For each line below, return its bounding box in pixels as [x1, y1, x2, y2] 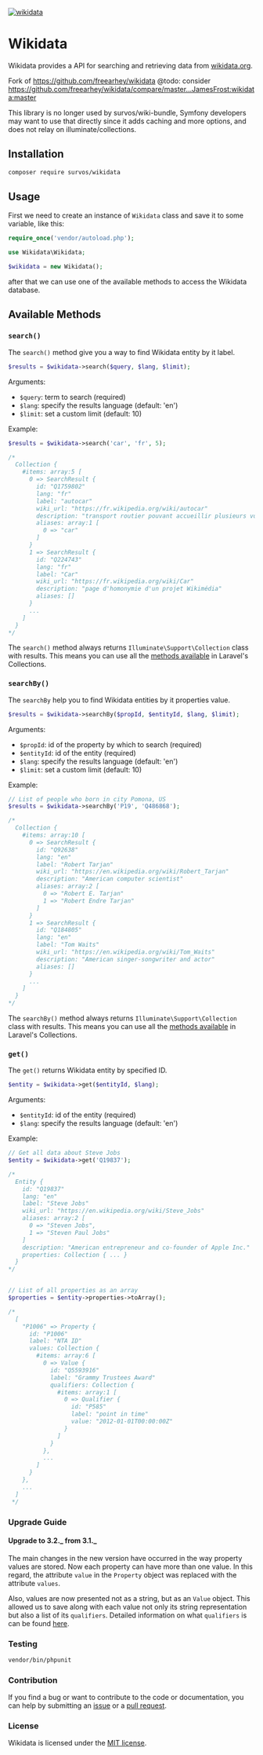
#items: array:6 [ [36, 1352, 96, 1360]
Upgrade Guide [8, 1516, 67, 1527]
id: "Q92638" [36, 845, 79, 854]
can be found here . [8, 1618, 70, 1628]
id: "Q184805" [36, 926, 82, 934]
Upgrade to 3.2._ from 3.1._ [8, 1536, 97, 1545]
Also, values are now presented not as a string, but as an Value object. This [8, 1593, 250, 1603]
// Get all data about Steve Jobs [8, 1149, 121, 1157]
